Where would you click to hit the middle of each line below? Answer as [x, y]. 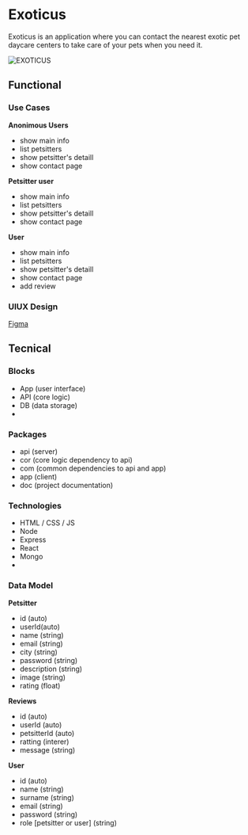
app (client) [38, 476]
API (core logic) [45, 397]
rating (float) [40, 685]
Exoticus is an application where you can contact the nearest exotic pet [124, 36]
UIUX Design [33, 307]
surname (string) [47, 797]
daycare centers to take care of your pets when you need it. [105, 44]
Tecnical [30, 349]
